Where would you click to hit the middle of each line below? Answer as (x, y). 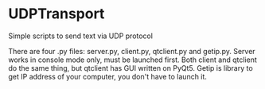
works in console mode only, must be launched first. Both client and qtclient (132, 60)
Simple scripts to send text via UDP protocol (81, 36)
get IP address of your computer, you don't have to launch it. (107, 76)
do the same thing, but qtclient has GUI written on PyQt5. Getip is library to (131, 68)
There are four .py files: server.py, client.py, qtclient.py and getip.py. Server (132, 51)
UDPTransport (57, 14)
